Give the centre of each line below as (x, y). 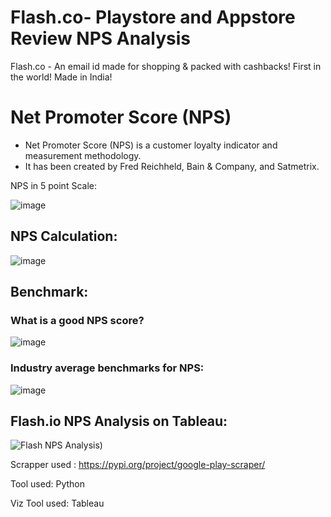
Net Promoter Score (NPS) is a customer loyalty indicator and (151, 145)
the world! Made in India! (61, 77)
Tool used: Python (47, 484)
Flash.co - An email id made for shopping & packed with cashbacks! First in (166, 66)
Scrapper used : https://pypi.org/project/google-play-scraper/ (138, 465)
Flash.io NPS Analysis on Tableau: (119, 421)
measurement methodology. (83, 155)
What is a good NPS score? (77, 320)
